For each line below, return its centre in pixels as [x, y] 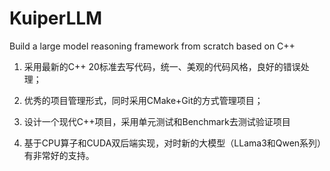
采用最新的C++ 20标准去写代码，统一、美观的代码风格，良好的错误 [162, 66]
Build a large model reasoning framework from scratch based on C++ [152, 46]
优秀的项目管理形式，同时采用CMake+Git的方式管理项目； [143, 100]
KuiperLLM [56, 18]
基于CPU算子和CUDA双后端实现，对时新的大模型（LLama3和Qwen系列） [172, 143]
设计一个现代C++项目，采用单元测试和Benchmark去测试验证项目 [157, 121]
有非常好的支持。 [59, 155]
